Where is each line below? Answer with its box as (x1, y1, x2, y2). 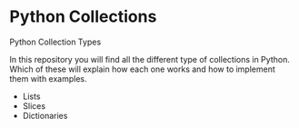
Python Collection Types (9, 36, 102, 47)
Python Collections (9, 6, 157, 27)
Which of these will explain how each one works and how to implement (9, 64, 275, 74)
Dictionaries (22, 110, 68, 121)
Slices (22, 100, 46, 111)
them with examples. (9, 73, 88, 84)
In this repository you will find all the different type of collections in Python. (9, 54, 291, 64)
